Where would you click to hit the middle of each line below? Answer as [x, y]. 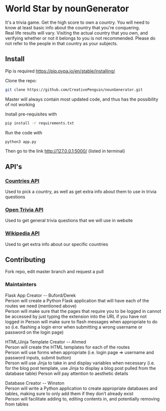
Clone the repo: [21, 80]
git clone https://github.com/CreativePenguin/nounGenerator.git [74, 90]
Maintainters [21, 285]
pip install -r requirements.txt [40, 123]
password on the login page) [34, 332]
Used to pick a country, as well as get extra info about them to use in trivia [81, 192]
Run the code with [24, 132]
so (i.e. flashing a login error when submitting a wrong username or [74, 327]
